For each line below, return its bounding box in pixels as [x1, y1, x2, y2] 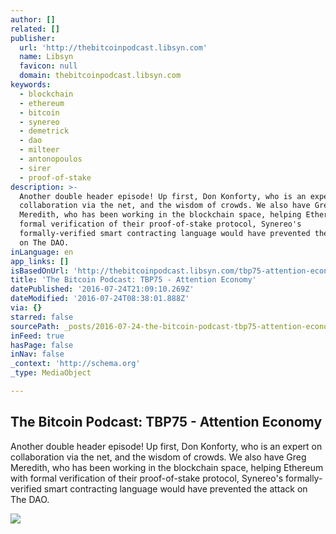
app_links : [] [10, 256, 70, 266]
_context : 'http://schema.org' [10, 359, 141, 369]
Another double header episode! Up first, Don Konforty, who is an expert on [10, 440, 323, 452]
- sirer [19, 163, 52, 173]
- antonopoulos [19, 154, 83, 164]
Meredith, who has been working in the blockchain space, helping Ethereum [10, 461, 324, 473]
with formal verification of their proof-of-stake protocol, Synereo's [10, 472, 284, 484]
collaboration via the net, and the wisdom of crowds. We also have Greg [10, 451, 307, 463]
